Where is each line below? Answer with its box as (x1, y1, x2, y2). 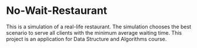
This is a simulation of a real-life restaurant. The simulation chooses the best (6, 23, 192, 30)
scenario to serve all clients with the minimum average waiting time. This (6, 29, 182, 36)
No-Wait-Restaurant (6, 4, 108, 17)
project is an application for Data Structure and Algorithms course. (6, 35, 167, 42)
